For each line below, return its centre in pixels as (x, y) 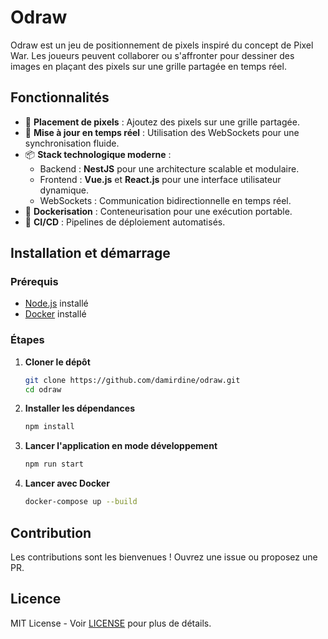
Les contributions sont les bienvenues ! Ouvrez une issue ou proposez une (164, 557)
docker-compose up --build (81, 502)
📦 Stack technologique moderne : (98, 154)
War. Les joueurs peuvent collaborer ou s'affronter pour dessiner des (152, 55)
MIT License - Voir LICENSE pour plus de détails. (111, 623)
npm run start (54, 464)
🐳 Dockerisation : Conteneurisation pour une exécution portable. (158, 211)
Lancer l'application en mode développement (121, 446)
